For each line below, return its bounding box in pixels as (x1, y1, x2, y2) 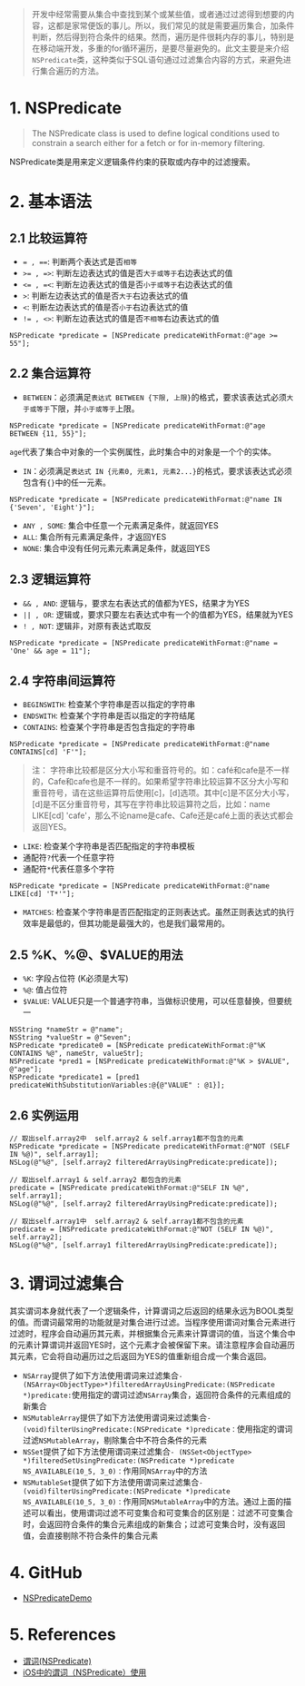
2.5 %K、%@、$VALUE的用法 (9, 947, 183, 962)
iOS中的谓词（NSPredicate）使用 (22, 1666, 147, 1678)
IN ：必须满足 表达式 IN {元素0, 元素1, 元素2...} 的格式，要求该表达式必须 (22, 465, 292, 476)
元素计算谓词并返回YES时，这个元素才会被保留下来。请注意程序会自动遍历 (16, 1339, 295, 1350)
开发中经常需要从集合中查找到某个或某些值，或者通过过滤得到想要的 (31, 9, 287, 19)
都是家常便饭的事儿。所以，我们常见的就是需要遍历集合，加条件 (55, 20, 295, 31)
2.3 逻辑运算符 (9, 572, 92, 587)
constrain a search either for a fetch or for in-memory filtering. (31, 137, 266, 148)
